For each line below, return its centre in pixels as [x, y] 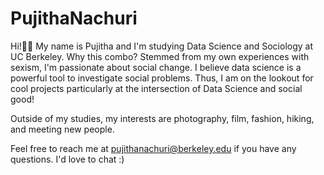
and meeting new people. [62, 129]
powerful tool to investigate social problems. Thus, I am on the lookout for [162, 78]
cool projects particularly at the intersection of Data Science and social [156, 88]
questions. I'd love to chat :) [67, 159]
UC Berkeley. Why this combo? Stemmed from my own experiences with [160, 56]
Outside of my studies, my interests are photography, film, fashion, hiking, [162, 118]
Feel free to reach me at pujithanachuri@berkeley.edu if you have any [153, 148]
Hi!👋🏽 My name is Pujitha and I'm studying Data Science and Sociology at [162, 46]
